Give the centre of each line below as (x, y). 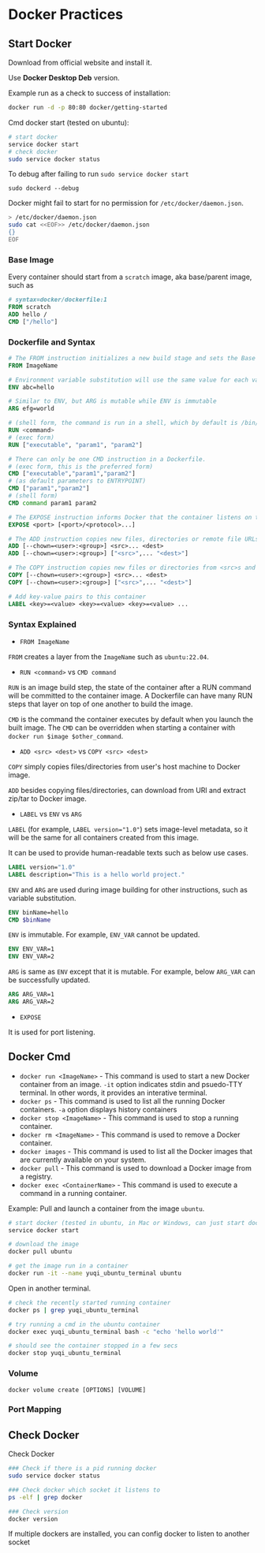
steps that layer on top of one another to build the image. (101, 704)
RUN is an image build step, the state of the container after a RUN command (130, 687)
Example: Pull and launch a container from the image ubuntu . (106, 1209)
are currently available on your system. (83, 1160)
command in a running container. (73, 1193)
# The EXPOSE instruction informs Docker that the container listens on (130, 517)
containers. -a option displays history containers (98, 1109)
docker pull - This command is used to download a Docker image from (136, 1168)
